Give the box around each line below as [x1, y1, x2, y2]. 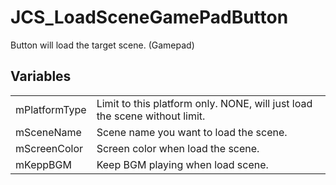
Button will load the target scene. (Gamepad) [10, 39, 195, 51]
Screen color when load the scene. [96, 141, 260, 155]
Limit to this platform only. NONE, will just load [96, 96, 313, 110]
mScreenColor [15, 141, 84, 155]
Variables [10, 68, 72, 85]
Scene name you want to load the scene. [96, 125, 288, 139]
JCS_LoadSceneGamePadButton [10, 6, 289, 29]
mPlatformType [15, 102, 87, 116]
